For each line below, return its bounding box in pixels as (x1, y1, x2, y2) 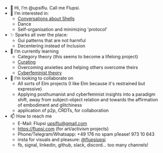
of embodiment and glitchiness (17, 102, 82, 108)
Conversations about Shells (17, 16, 75, 21)
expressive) (17, 86, 42, 92)
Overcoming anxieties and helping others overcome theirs (17, 64, 138, 70)
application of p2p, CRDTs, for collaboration (17, 107, 109, 113)
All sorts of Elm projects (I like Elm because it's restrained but (17, 81, 145, 86)
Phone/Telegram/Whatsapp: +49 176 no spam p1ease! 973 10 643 (17, 131, 155, 137)
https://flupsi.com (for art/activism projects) (17, 126, 109, 132)
